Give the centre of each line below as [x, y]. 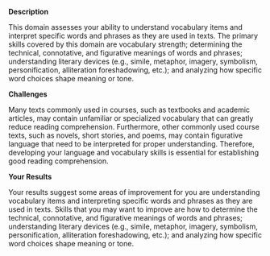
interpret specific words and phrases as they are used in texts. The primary [133, 36]
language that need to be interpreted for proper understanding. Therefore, [132, 144]
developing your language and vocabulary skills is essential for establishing [134, 153]
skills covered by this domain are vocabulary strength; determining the [125, 44]
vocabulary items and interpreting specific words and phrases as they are [131, 201]
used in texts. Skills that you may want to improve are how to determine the [133, 209]
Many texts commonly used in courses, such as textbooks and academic [129, 109]
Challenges [28, 94]
